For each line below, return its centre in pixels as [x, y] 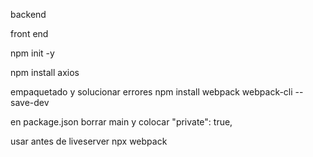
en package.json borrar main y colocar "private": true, [121, 122]
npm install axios [45, 72]
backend [28, 14]
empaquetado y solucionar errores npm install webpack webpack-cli [151, 92]
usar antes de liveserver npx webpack [89, 141]
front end [29, 33]
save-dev [30, 102]
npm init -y [32, 53]
